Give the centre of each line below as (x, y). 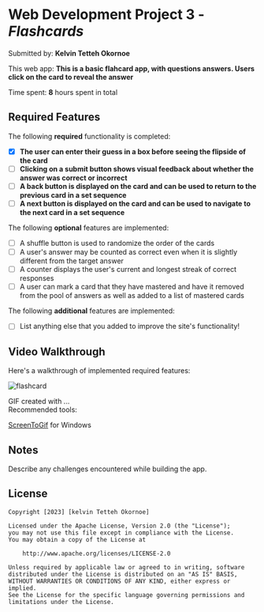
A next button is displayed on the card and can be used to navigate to (135, 203)
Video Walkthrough (57, 351)
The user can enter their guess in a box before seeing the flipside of (133, 151)
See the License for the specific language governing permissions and (126, 595)
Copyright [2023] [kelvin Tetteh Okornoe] (79, 512)
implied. (22, 588)
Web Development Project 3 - (106, 15)
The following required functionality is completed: (89, 136)
